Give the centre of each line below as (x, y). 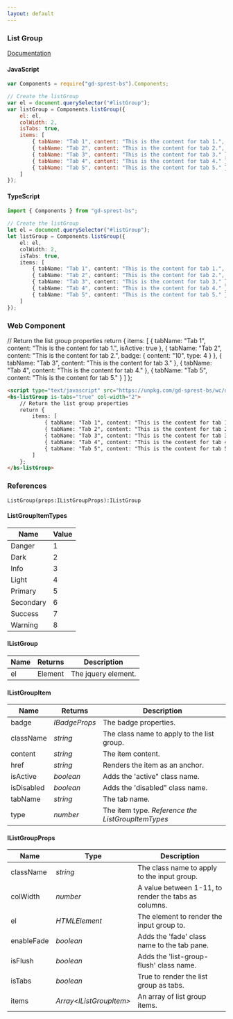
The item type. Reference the (150, 810)
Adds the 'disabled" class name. (155, 788)
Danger (23, 546)
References (27, 486)
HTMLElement (79, 921)
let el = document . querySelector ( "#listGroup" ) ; (79, 230)
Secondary (28, 602)
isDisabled (28, 788)
